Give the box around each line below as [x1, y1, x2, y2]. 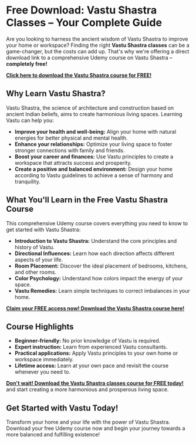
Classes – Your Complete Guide [6, 16, 163, 29]
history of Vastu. [14, 243, 55, 250]
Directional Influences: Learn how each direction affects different [14, 250, 175, 257]
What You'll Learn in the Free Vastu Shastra [6, 195, 168, 205]
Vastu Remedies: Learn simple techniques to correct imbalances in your [14, 287, 190, 294]
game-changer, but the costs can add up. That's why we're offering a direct [6, 48, 190, 55]
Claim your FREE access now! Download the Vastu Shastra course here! [6, 304, 185, 311]
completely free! [6, 60, 48, 67]
